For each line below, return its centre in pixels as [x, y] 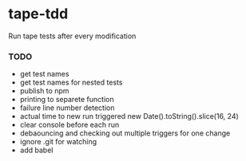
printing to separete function [67, 100]
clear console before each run [69, 125]
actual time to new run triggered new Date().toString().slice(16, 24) [129, 116]
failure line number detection [67, 108]
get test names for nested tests [71, 82]
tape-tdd [38, 14]
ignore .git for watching [58, 142]
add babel [36, 150]
